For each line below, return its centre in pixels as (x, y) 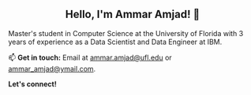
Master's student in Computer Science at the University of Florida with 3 (126, 33)
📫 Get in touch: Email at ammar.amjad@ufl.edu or (90, 57)
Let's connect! (32, 84)
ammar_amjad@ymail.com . (52, 68)
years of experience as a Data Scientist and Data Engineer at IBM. (115, 42)
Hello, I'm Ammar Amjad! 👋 (133, 15)
